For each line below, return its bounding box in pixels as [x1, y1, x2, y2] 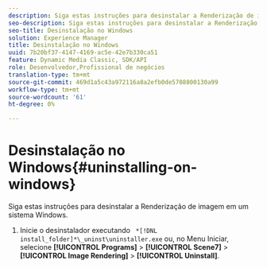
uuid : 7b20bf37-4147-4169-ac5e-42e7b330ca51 [8, 49, 158, 56]
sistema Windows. [8, 210, 68, 219]
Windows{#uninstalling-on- [8, 158, 198, 177]
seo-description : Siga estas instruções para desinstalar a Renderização [8, 19, 258, 27]
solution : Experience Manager [8, 33, 109, 42]
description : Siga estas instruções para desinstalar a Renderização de [8, 11, 254, 20]
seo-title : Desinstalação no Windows [8, 26, 133, 34]
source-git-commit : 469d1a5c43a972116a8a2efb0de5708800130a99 [8, 78, 219, 86]
